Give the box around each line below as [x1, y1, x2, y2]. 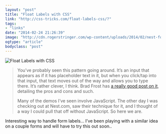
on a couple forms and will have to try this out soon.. [5, 123, 112, 129]
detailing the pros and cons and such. [17, 88, 94, 94]
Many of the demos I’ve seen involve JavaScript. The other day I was [17, 97, 158, 104]
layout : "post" [5, 7, 37, 12]
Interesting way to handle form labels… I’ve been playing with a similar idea [5, 118, 158, 124]
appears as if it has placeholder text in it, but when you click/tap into [17, 72, 157, 78]
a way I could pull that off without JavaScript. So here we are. [17, 108, 143, 114]
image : [5, 35, 19, 40]
